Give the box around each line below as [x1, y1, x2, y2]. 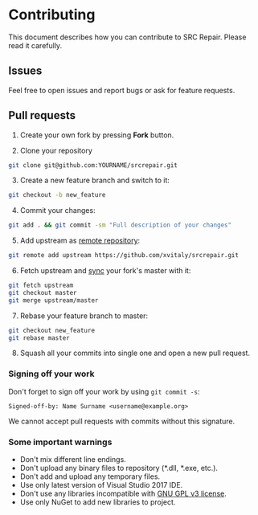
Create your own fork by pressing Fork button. [19, 130, 174, 140]
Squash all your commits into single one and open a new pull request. [19, 348, 251, 358]
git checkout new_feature [8, 326, 95, 334]
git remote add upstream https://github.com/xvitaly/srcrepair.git [8, 251, 240, 260]
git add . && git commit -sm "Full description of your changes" [8, 221, 231, 230]
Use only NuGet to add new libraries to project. [19, 497, 176, 507]
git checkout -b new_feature [8, 191, 106, 199]
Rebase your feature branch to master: [19, 311, 149, 321]
